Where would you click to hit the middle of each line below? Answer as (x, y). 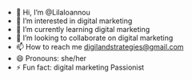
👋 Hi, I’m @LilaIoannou (53, 12)
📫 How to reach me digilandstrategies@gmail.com (100, 47)
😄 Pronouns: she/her (51, 58)
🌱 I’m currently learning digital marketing (83, 29)
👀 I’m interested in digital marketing (74, 21)
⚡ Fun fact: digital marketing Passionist (80, 67)
